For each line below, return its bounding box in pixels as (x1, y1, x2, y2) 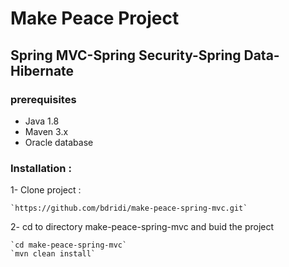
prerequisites (10, 92, 77, 106)
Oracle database (24, 136, 94, 148)
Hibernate (10, 62, 75, 79)
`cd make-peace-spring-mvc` (10, 240, 128, 251)
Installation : (10, 161, 72, 175)
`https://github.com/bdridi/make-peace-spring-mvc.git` (10, 203, 248, 214)
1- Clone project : (10, 184, 82, 196)
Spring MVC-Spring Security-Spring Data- (10, 47, 280, 64)
